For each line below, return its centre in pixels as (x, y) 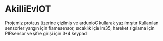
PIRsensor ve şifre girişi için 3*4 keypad (46, 33)
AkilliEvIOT (28, 9)
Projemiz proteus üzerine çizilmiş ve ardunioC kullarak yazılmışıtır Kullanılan (82, 23)
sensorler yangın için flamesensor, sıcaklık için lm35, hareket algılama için (80, 28)
